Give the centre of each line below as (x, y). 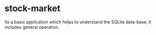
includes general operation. (32, 27)
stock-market (33, 9)
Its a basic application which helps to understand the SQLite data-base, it (78, 22)
